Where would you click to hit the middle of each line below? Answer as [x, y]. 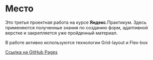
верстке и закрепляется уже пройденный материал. [61, 33]
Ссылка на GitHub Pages [31, 52]
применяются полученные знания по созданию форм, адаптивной [76, 27]
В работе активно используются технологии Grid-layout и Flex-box [76, 42]
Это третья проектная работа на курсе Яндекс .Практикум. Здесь [76, 22]
